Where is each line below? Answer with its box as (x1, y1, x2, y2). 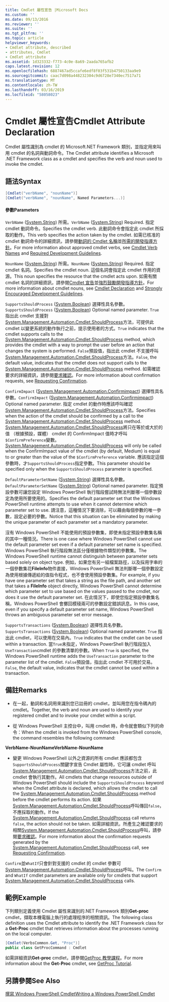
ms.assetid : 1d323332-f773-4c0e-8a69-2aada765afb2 (5, 59, 114, 64)
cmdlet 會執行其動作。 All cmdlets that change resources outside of (12, 774, 152, 780)
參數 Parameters (5, 207, 39, 213)
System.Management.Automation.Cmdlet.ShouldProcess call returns (12, 814, 155, 821)
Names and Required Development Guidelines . (5, 250, 102, 256)
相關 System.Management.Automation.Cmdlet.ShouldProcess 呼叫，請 (12, 827, 157, 833)
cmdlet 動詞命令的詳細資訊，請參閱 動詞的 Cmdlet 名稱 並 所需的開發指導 (5, 238, 153, 244)
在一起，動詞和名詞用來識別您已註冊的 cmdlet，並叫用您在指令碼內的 (12, 700, 156, 706)
